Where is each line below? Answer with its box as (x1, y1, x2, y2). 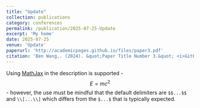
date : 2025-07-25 (6, 36, 49, 42)
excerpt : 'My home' (6, 31, 55, 37)
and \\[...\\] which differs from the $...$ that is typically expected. (6, 95, 176, 103)
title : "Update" (6, 8, 46, 15)
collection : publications (6, 14, 70, 20)
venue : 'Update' (6, 42, 46, 48)
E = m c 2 (89, 79, 111, 87)
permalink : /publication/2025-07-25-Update (6, 25, 116, 32)
